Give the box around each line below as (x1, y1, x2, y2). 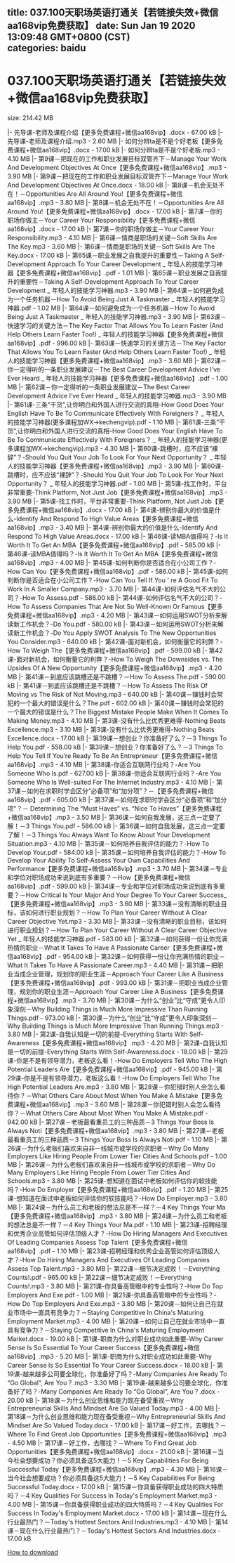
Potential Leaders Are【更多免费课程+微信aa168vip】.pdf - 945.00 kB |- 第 (7, 1065, 223, 1073)
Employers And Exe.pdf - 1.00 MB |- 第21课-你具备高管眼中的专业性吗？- (7, 1291, 217, 1300)
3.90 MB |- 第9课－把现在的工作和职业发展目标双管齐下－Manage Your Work (7, 172, 229, 181)
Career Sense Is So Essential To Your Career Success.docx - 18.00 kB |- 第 (7, 1361, 223, 1370)
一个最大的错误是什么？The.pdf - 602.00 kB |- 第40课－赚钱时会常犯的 (19, 699, 224, 707)
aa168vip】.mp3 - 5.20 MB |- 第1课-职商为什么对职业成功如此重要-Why (7, 1352, 213, 1361)
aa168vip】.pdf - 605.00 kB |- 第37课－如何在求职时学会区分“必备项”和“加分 (7, 796, 227, 804)
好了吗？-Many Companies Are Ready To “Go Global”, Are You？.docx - (13, 1387, 220, 1396)
